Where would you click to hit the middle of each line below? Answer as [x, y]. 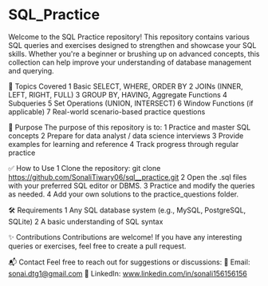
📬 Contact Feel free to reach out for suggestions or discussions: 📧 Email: [129, 262]
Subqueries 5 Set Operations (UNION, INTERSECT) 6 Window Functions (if [131, 103]
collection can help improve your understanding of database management [130, 62]
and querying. [31, 70]
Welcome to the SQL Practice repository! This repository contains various [129, 37]
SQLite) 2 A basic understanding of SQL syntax [86, 221]
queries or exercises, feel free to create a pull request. [97, 246]
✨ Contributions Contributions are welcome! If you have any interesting [125, 236]
